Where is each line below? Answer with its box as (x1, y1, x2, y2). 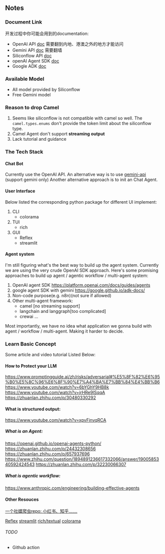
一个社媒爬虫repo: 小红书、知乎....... (5, 508, 78, 514)
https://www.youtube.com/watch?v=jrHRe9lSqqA (5, 390, 105, 396)
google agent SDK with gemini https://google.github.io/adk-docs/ (12, 287, 145, 293)
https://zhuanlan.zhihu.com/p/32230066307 (35, 462, 127, 467)
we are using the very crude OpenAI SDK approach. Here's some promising (5, 267, 159, 273)
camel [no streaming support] (19, 303, 80, 309)
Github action (12, 544, 40, 550)
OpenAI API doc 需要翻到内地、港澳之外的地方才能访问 (12, 41, 124, 47)
